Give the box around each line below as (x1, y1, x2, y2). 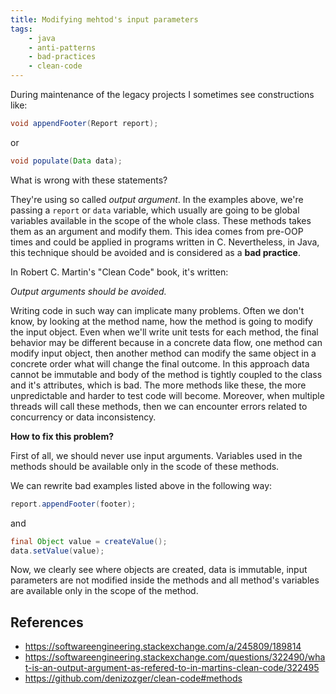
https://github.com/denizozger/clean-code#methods (24, 672, 243, 685)
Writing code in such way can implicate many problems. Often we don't (10, 304, 305, 316)
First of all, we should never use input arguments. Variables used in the (10, 449, 303, 461)
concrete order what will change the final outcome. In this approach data (10, 357, 310, 370)
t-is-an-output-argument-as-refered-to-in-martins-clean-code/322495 (24, 662, 320, 674)
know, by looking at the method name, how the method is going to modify (10, 315, 313, 327)
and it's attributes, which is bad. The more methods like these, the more (10, 379, 307, 391)
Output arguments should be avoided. (10, 285, 167, 297)
